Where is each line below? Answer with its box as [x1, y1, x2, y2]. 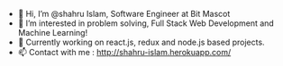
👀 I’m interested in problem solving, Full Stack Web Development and [17, 18, 275, 29]
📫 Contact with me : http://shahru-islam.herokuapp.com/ [17, 47, 232, 57]
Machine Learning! [17, 28, 88, 37]
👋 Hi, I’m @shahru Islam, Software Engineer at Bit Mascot [17, 9, 231, 19]
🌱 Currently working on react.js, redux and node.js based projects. [17, 37, 265, 47]
